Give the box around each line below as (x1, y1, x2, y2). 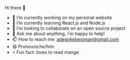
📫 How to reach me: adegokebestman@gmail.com (12, 36, 119, 42)
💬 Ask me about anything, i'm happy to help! (12, 31, 105, 36)
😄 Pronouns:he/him (12, 43, 54, 49)
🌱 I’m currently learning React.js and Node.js (12, 20, 106, 26)
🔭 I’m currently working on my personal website (12, 15, 112, 20)
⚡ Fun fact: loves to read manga (12, 49, 79, 55)
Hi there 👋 (5, 5, 26, 11)
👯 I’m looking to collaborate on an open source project (12, 25, 126, 31)
